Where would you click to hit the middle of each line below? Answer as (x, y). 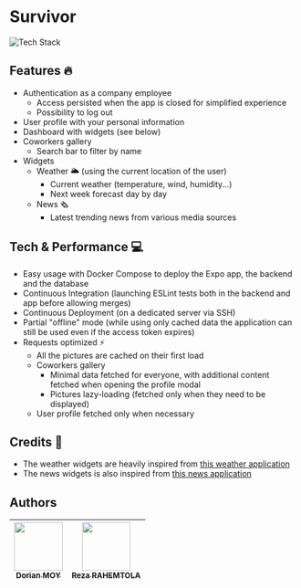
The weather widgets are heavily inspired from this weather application (156, 464)
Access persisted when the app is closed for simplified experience (161, 102)
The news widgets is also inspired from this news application (137, 474)
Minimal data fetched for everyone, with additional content (160, 374)
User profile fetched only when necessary (115, 414)
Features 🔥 (41, 71)
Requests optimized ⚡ (63, 342)
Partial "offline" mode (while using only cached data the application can (157, 322)
